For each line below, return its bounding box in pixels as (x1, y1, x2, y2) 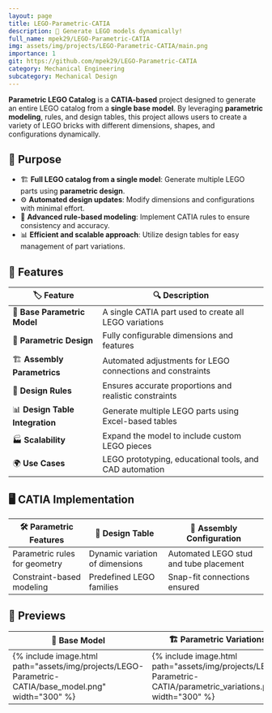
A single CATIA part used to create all (102, 306, 244, 318)
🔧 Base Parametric (12, 306, 85, 318)
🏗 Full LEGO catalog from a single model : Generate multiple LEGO (19, 175, 245, 184)
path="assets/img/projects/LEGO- (12, 660, 144, 672)
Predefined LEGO (88, 572, 155, 583)
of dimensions (88, 558, 143, 569)
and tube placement (168, 558, 244, 569)
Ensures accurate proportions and (102, 380, 232, 391)
